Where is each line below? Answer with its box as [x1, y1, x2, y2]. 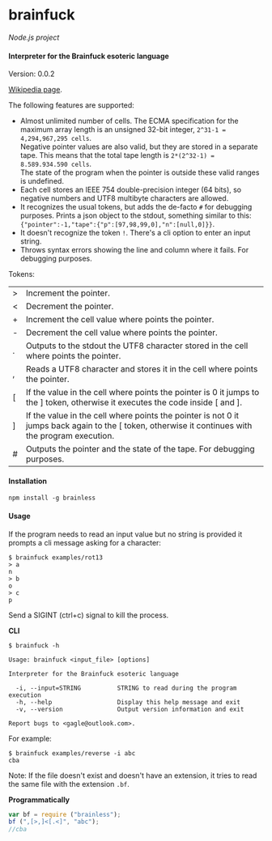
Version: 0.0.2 [8, 69, 55, 79]
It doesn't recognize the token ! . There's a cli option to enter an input [19, 228, 251, 238]
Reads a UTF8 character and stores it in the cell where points [25, 363, 258, 375]
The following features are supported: [8, 100, 135, 110]
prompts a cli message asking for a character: [8, 537, 162, 547]
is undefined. [19, 176, 65, 186]
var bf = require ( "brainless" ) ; [8, 810, 121, 818]
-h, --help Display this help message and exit [15, 698, 241, 706]
